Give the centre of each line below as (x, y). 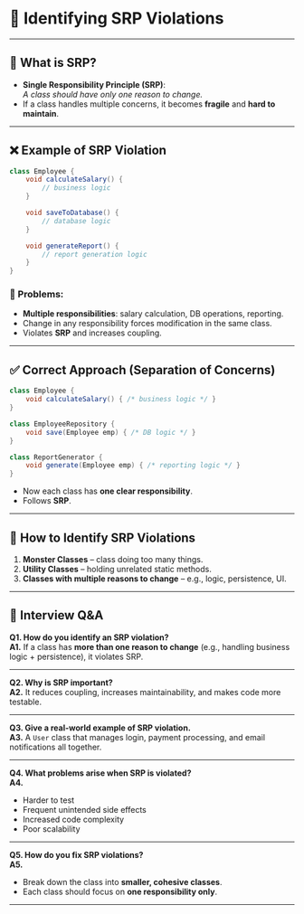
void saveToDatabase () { (72, 213)
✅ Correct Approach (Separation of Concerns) (142, 370)
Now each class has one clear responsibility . (107, 491)
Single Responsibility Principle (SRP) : (94, 84)
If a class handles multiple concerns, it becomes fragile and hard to (149, 104)
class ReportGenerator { (56, 457)
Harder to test (48, 800)
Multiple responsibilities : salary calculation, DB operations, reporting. (153, 314)
